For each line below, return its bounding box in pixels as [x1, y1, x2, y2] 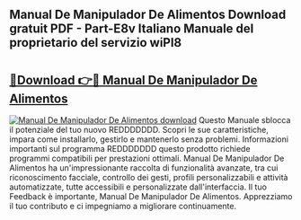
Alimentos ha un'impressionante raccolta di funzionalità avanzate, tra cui [9, 163, 279, 173]
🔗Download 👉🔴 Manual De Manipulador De [9, 72, 258, 88]
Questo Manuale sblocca [199, 115, 291, 125]
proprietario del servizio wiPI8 [9, 35, 182, 50]
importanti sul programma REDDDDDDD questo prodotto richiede [9, 144, 251, 154]
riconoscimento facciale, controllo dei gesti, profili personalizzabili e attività [9, 172, 288, 182]
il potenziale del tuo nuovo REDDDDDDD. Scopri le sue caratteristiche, [9, 125, 270, 135]
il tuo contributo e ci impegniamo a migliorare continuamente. [9, 201, 236, 211]
